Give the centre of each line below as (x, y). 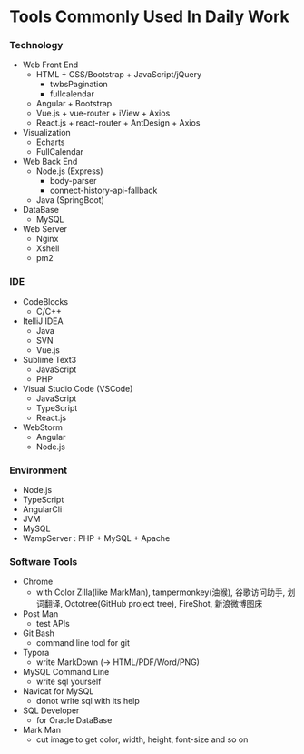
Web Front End (50, 65)
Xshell (48, 248)
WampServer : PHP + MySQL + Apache (96, 538)
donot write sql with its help (88, 701)
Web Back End (50, 162)
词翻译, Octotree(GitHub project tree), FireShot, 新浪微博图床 (149, 604)
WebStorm (43, 427)
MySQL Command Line (66, 672)
